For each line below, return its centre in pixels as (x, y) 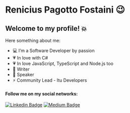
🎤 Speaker (23, 74)
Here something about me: (33, 40)
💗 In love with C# (30, 58)
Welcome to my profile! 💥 (46, 29)
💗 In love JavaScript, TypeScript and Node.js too (63, 64)
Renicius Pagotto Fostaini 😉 (65, 10)
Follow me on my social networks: (42, 94)
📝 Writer (21, 69)
